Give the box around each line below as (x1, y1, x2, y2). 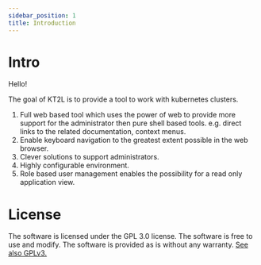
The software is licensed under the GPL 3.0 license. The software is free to (8, 232, 253, 241)
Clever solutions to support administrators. (19, 152, 160, 162)
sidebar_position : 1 (8, 11, 77, 20)
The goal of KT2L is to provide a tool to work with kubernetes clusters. (8, 94, 239, 104)
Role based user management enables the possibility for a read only (19, 169, 243, 179)
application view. (19, 178, 75, 187)
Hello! (8, 79, 28, 89)
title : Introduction (8, 19, 77, 27)
